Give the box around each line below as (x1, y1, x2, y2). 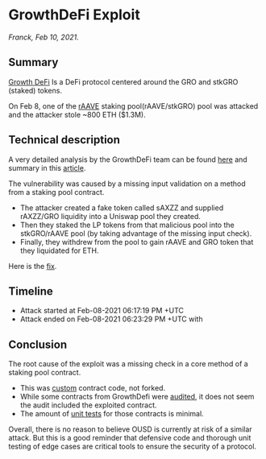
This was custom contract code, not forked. (19, 383, 166, 393)
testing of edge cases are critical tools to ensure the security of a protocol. (8, 441, 256, 452)
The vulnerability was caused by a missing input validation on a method (8, 179, 246, 188)
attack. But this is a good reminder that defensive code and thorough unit (8, 433, 251, 443)
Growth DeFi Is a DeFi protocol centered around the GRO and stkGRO (8, 76, 239, 86)
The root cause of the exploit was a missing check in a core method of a (8, 359, 248, 369)
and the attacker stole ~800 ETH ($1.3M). (8, 110, 147, 119)
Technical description (8, 133, 121, 147)
